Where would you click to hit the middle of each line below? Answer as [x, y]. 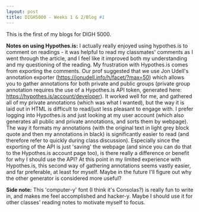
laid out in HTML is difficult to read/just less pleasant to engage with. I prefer [100, 109]
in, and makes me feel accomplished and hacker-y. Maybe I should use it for [99, 196]
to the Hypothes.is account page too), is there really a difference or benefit [98, 153]
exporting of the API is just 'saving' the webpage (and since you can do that [99, 147]
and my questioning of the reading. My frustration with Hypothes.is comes [97, 64]
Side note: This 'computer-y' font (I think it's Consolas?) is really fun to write [100, 189]
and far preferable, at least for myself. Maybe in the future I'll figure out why [99, 172]
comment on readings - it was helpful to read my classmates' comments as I [99, 52]
